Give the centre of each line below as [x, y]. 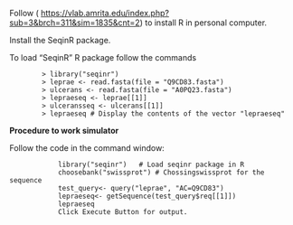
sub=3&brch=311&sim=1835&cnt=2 [75, 23]
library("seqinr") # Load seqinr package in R [151, 164]
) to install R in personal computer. [203, 23]
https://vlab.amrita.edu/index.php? [105, 13]
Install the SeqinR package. [60, 40]
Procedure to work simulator [64, 131]
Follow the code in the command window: [87, 148]
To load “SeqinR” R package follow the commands [103, 57]
